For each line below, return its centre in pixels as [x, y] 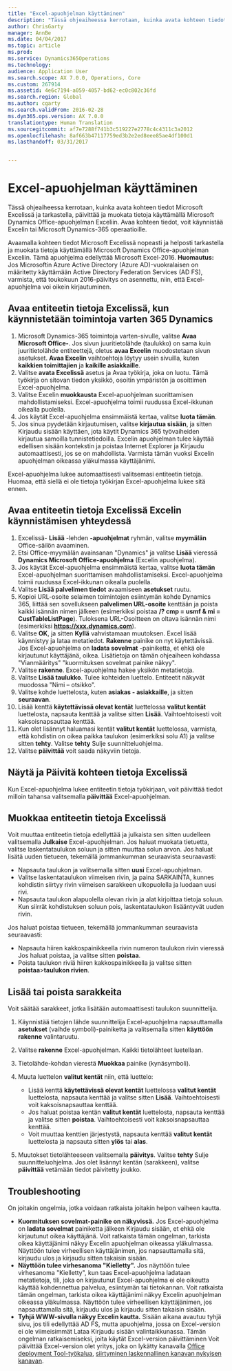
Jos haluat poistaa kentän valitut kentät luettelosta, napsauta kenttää [126, 1112]
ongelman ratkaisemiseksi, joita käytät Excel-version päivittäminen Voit [118, 1339]
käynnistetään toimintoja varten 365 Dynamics [110, 319]
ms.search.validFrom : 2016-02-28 [56, 110]
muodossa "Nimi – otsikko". [56, 684]
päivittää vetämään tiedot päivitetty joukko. [80, 1170]
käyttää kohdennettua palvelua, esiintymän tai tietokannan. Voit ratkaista [120, 1287]
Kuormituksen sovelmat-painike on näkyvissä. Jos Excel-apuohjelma [118, 1221]
